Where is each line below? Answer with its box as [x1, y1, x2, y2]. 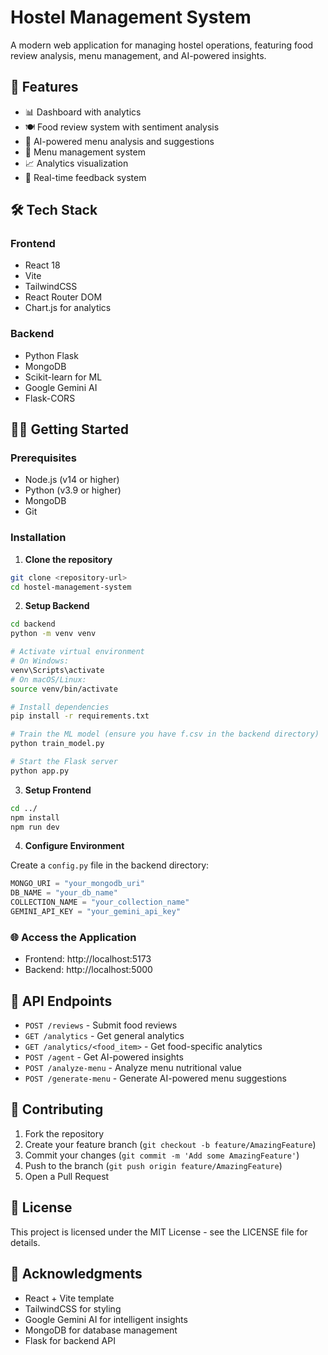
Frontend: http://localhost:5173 [24, 953, 152, 965]
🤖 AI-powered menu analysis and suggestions [24, 135, 215, 147]
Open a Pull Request [24, 1170, 110, 1182]
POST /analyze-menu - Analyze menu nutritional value [24, 1062, 242, 1074]
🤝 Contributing [10, 1101, 104, 1118]
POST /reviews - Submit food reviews [24, 1019, 178, 1031]
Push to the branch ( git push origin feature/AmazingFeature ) [24, 1159, 283, 1171]
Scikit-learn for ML [24, 371, 103, 383]
